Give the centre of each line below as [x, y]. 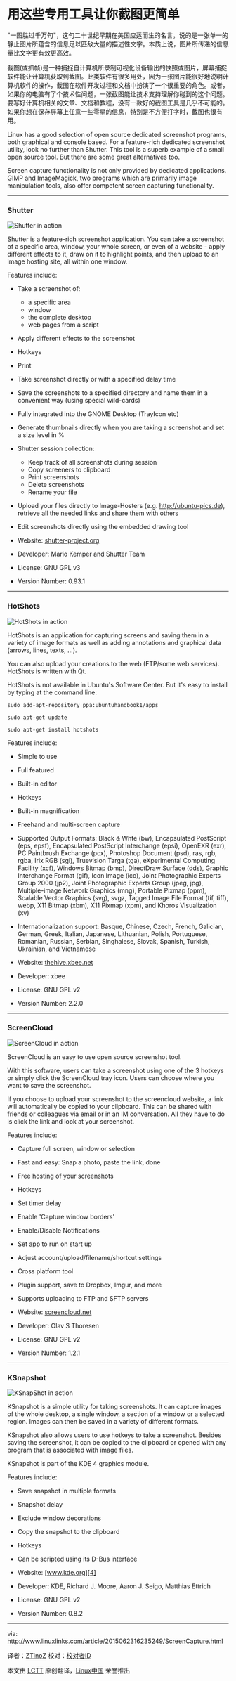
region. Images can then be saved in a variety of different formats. [103, 1422]
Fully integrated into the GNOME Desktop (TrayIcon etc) [98, 414]
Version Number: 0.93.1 [51, 581]
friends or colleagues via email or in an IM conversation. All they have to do [116, 1114]
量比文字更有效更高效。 [41, 53]
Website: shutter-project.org [58, 540]
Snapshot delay [40, 1505]
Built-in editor [37, 784]
